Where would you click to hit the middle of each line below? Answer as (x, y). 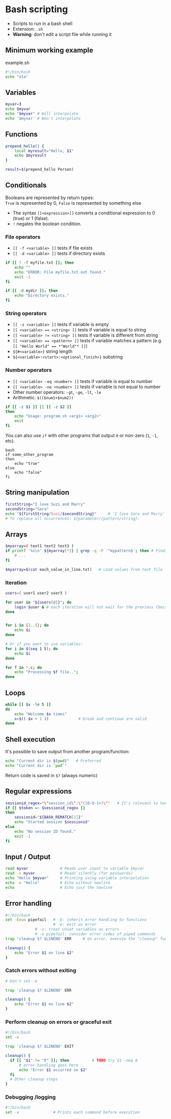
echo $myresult (31, 156)
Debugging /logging (31, 1097)
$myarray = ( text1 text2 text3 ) (39, 546)
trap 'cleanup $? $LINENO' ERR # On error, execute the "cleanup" (82, 939)
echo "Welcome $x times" (41, 714)
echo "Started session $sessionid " (52, 822)
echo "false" (28, 473)
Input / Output (28, 857)
